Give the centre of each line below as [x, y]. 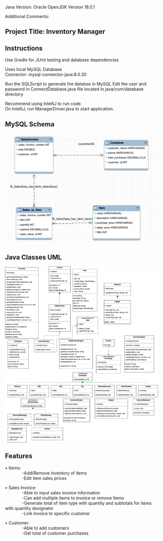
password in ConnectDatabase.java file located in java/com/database [74, 89]
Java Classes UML [33, 257]
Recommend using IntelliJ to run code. [44, 104]
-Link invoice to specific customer [56, 513]
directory [14, 94]
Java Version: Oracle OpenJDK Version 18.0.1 [50, 7]
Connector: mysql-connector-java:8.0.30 [46, 74]
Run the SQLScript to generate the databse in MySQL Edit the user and [76, 84]
